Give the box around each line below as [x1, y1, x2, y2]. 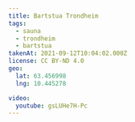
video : [8, 94, 31, 102]
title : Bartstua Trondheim [8, 11, 99, 20]
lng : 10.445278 [15, 79, 67, 87]
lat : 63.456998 [15, 72, 67, 80]
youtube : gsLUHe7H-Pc [15, 102, 88, 110]
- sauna [15, 27, 42, 35]
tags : [8, 19, 27, 27]
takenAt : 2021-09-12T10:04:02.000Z [8, 49, 128, 57]
